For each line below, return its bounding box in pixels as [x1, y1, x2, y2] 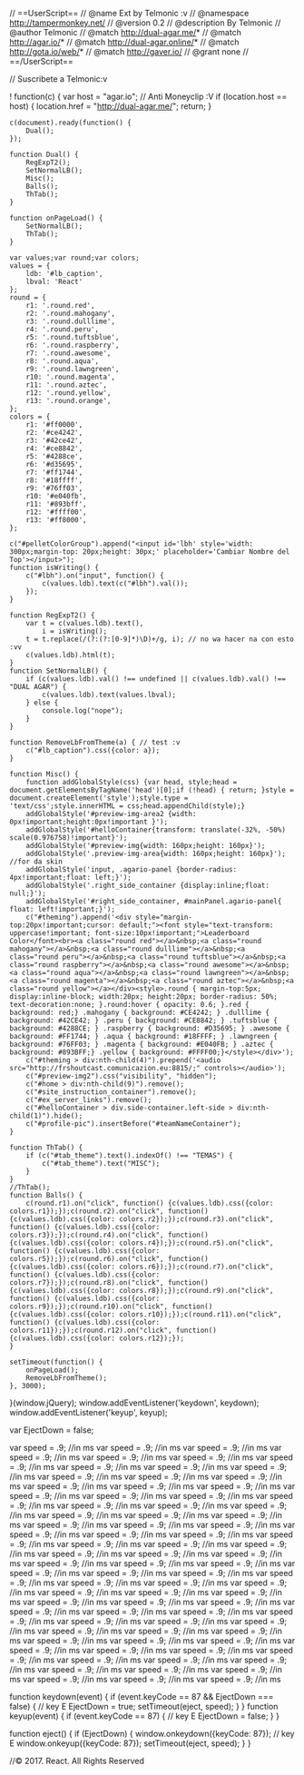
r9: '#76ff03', [25, 484, 83, 493]
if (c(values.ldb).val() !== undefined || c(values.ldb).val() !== [25, 675, 286, 684]
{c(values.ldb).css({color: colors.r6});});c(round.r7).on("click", [9, 1262, 274, 1271]
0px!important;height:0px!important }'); [9, 817, 169, 826]
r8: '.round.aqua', [25, 357, 100, 366]
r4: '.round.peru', [25, 325, 100, 334]
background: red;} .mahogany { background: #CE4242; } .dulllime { [9, 1008, 270, 1017]
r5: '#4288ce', [25, 452, 83, 461]
